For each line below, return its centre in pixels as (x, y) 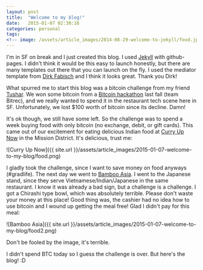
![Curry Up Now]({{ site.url (39, 149)
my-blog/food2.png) (32, 231)
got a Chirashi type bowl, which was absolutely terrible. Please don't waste (100, 193)
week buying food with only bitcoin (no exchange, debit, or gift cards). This (100, 125)
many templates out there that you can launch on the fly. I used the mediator (101, 70)
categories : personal (34, 29)
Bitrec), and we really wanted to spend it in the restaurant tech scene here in (101, 101)
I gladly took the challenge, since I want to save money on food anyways (97, 168)
